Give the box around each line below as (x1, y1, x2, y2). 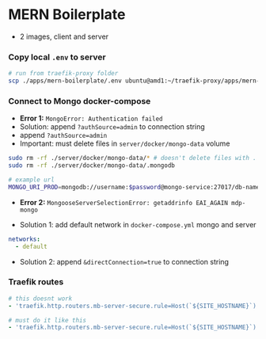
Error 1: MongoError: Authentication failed (19, 113, 163, 124)
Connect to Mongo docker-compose (8, 95, 151, 106)
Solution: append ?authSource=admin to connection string (19, 122, 206, 131)
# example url (8, 176, 55, 184)
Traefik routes (8, 276, 64, 288)
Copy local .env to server (8, 51, 106, 63)
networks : (8, 235, 41, 243)
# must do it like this (8, 316, 87, 324)
